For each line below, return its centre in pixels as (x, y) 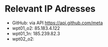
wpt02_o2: (23, 39)
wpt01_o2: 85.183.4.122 (36, 28)
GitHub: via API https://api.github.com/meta (57, 23)
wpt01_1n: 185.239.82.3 (36, 33)
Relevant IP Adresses (50, 9)
